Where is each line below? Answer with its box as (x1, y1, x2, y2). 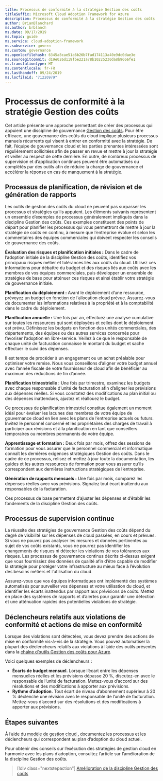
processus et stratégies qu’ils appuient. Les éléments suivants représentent (5, 209, 156, 215)
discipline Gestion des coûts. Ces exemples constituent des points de (5, 219, 144, 225)
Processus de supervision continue (5, 514, 114, 523)
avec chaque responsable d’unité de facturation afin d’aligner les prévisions (5, 385, 156, 391)
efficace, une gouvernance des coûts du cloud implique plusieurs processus (5, 132, 158, 139)
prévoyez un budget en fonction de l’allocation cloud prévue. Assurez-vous (5, 295, 155, 301)
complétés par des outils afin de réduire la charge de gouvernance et (5, 163, 144, 169)
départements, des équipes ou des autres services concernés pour (5, 330, 140, 336)
